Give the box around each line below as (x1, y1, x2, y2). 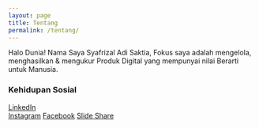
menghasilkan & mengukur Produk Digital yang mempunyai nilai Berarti (8, 56, 239, 66)
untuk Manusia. (8, 65, 58, 74)
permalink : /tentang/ (8, 26, 80, 34)
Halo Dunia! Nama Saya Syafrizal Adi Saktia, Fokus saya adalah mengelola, (8, 48, 252, 58)
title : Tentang (8, 19, 58, 27)
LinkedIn (8, 102, 36, 111)
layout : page (8, 11, 51, 20)
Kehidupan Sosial (8, 85, 77, 96)
